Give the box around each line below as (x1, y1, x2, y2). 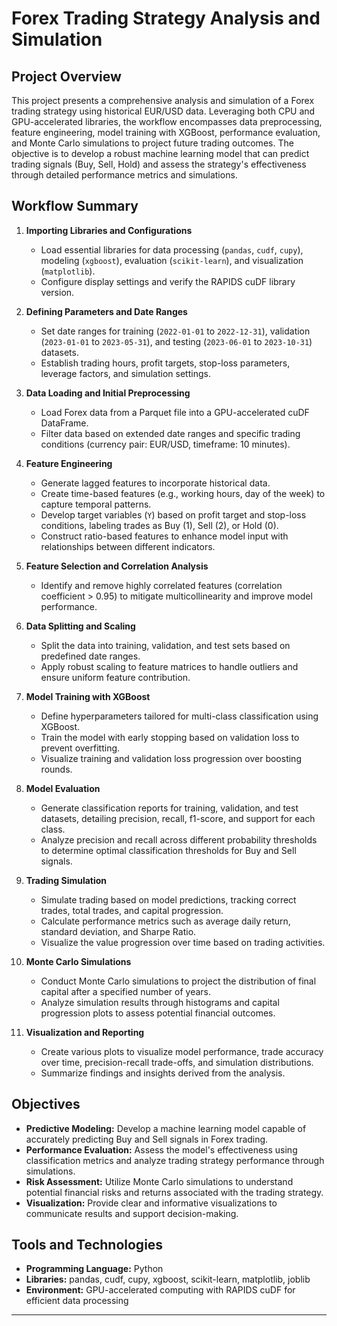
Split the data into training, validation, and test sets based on (40, 639, 291, 651)
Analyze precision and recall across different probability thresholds (40, 833, 318, 846)
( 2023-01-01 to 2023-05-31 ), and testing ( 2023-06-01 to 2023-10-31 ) (40, 335, 313, 347)
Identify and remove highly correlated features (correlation (40, 579, 283, 591)
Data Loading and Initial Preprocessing (25, 387, 191, 399)
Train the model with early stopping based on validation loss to (40, 731, 300, 743)
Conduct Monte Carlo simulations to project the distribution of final (40, 975, 317, 987)
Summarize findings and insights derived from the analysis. (40, 1067, 286, 1079)
